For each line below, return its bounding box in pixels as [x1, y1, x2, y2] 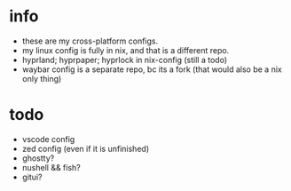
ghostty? [21, 153, 55, 163]
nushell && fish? [21, 162, 82, 172]
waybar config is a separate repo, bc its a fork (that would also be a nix [21, 64, 282, 75]
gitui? [21, 171, 43, 182]
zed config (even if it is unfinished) [21, 143, 149, 154]
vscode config [21, 133, 75, 144]
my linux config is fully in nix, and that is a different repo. [21, 44, 230, 55]
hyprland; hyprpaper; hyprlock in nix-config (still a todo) [21, 54, 228, 65]
